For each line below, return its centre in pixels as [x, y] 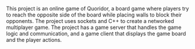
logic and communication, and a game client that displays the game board [96, 34]
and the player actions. [34, 40]
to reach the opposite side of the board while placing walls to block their [94, 15]
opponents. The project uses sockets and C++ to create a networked [90, 21]
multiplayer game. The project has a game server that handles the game [94, 27]
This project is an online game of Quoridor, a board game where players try [97, 9]
